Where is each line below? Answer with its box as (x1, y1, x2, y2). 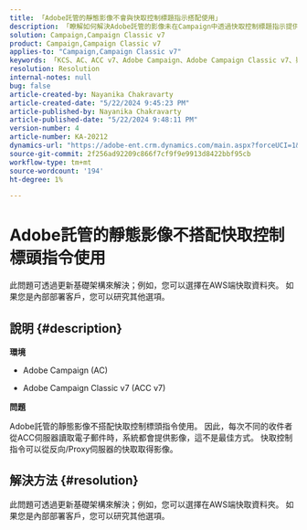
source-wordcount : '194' (9, 166, 104, 175)
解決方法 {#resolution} (9, 472, 139, 489)
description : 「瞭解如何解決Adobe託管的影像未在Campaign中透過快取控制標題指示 (9, 22, 286, 31)
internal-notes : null (9, 73, 92, 82)
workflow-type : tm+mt (9, 157, 92, 167)
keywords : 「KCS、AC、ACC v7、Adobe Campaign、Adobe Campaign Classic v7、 (9, 56, 296, 65)
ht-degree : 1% (9, 175, 64, 184)
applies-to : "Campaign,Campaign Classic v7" (9, 48, 182, 57)
